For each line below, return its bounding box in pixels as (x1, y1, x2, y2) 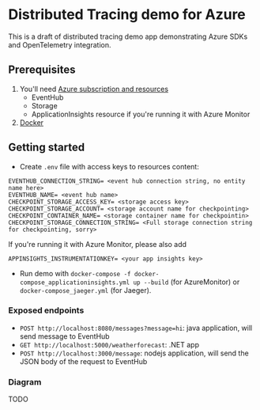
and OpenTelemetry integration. (8, 40, 112, 49)
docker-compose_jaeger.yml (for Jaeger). (19, 285, 152, 294)
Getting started (8, 141, 85, 154)
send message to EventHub (19, 331, 110, 341)
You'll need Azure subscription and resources (19, 84, 168, 93)
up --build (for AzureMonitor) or (133, 277, 240, 287)
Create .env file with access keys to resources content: (19, 161, 199, 171)
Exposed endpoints (8, 305, 85, 316)
